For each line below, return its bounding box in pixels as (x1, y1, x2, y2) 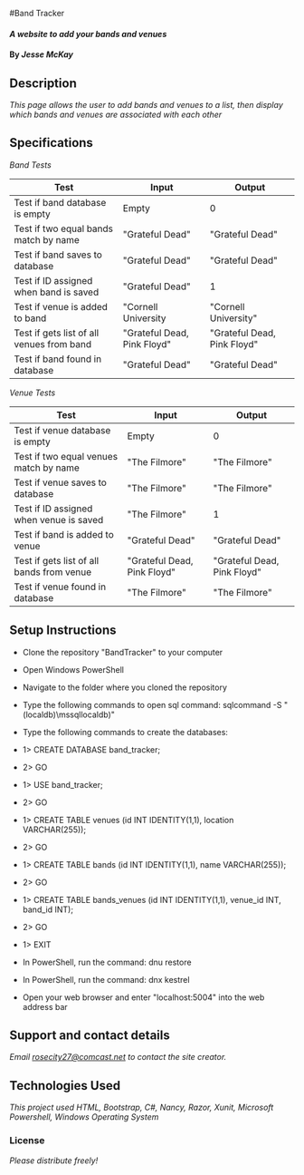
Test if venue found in (14, 580, 107, 593)
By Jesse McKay (9, 49, 74, 60)
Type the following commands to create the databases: (22, 726, 229, 737)
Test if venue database (14, 423, 111, 436)
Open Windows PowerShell (22, 664, 125, 675)
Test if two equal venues (14, 450, 119, 462)
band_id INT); (22, 904, 74, 915)
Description (9, 75, 77, 91)
